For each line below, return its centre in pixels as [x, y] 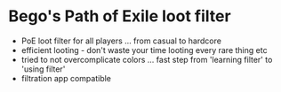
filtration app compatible [66, 78]
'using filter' [43, 69]
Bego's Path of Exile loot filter [120, 16]
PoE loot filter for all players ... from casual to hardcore [121, 41]
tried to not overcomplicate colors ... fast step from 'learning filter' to [147, 59]
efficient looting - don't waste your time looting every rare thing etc [144, 50]
